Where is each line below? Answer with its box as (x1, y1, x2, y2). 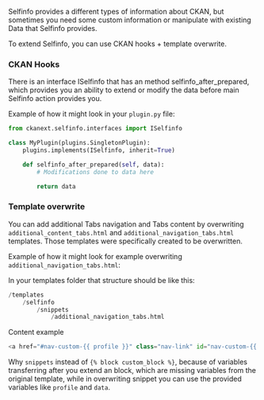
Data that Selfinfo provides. (8, 24, 98, 33)
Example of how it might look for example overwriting (8, 251, 182, 261)
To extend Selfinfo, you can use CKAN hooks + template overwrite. (8, 39, 228, 49)
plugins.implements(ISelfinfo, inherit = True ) (22, 146, 176, 154)
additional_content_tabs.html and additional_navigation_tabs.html (8, 227, 234, 237)
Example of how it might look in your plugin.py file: (8, 109, 175, 118)
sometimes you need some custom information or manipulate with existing (8, 15, 251, 25)
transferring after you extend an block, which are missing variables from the (8, 366, 256, 375)
